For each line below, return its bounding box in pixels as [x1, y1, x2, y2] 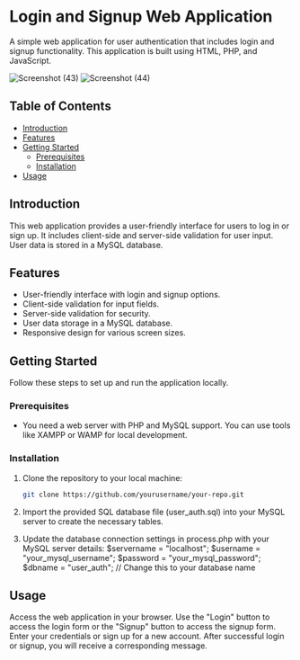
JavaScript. [9, 55, 52, 66]
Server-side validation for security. [22, 308, 151, 319]
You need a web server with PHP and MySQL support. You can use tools [22, 420, 291, 431]
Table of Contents [9, 99, 112, 114]
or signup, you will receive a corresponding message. [9, 640, 208, 651]
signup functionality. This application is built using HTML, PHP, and [9, 45, 258, 56]
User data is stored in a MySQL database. [9, 239, 163, 250]
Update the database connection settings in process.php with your [22, 533, 269, 544]
